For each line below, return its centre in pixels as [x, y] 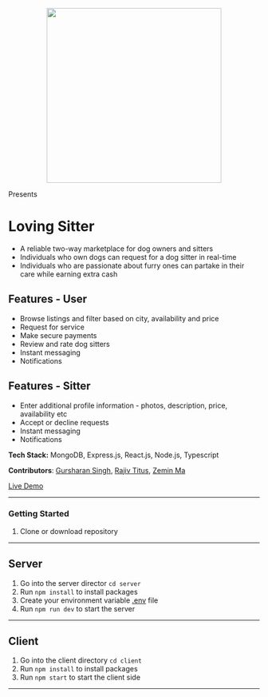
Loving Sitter [51, 227]
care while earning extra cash [69, 274]
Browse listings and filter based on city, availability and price [119, 318]
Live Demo [26, 486]
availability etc [43, 414]
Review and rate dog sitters [65, 344]
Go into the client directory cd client [81, 660]
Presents [23, 194]
